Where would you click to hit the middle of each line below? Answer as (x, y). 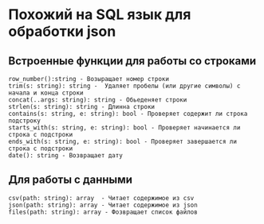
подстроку (25, 121)
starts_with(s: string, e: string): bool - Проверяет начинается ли (124, 128)
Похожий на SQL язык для (100, 15)
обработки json (62, 31)
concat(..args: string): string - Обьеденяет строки (98, 100)
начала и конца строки (46, 93)
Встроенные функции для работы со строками (132, 61)
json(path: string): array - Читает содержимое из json (103, 205)
